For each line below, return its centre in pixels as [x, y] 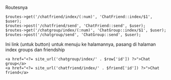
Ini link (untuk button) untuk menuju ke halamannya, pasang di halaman [81, 44]
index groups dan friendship [35, 50]
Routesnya [17, 7]
